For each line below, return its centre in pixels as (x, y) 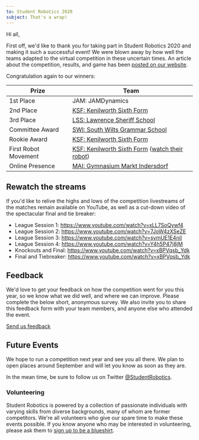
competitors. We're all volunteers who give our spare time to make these (95, 418)
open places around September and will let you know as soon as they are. (96, 365)
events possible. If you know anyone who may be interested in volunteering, (99, 424)
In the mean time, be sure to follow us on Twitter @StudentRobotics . (89, 377)
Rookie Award (28, 139)
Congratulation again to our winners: (51, 76)
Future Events (32, 345)
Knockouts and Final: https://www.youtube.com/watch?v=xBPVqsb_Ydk (102, 250)
